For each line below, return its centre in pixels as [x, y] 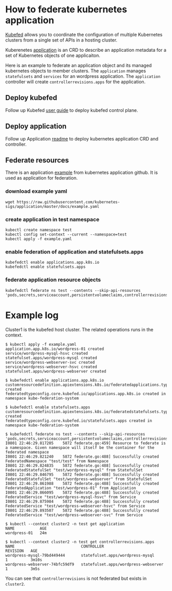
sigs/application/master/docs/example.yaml [52, 206]
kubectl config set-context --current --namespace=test [66, 234]
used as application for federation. [41, 178]
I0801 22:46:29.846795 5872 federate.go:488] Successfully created [82, 475]
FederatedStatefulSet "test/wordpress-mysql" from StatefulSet [74, 470]
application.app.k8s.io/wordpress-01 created [55, 349]
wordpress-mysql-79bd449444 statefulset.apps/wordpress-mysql [80, 555]
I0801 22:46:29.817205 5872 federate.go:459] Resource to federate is [86, 443]
